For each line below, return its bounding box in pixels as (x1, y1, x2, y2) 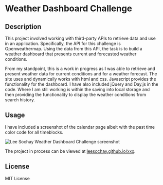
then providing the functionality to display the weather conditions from (5, 92, 146, 97)
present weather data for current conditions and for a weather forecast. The (5, 71, 157, 76)
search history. (5, 97, 35, 103)
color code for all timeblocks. (5, 129, 64, 135)
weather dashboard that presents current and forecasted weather (5, 51, 137, 57)
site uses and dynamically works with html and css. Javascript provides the (5, 76, 157, 82)
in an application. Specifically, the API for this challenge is (5, 41, 121, 46)
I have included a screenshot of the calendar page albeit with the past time (5, 124, 155, 130)
